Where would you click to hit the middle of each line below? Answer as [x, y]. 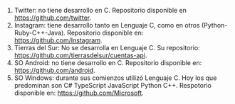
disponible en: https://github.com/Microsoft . [79, 93]
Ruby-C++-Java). [40, 33]
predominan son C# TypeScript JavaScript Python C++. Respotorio [113, 85]
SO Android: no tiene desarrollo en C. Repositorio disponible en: [108, 63]
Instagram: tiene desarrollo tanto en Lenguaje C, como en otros [107, 25]
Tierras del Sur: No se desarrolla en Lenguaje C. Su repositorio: [107, 48]
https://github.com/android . [54, 70]
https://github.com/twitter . [53, 18]
